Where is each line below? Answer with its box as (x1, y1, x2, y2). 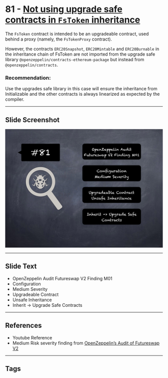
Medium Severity (12, 286, 48, 292)
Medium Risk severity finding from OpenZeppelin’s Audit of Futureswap (12, 340, 160, 346)
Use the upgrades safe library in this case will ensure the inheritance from (5, 86, 157, 92)
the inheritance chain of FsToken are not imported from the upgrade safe (5, 51, 155, 57)
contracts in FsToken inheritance (5, 14, 140, 26)
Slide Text (5, 262, 37, 271)
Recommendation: (5, 74, 51, 81)
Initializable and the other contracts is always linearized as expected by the (5, 91, 160, 97)
